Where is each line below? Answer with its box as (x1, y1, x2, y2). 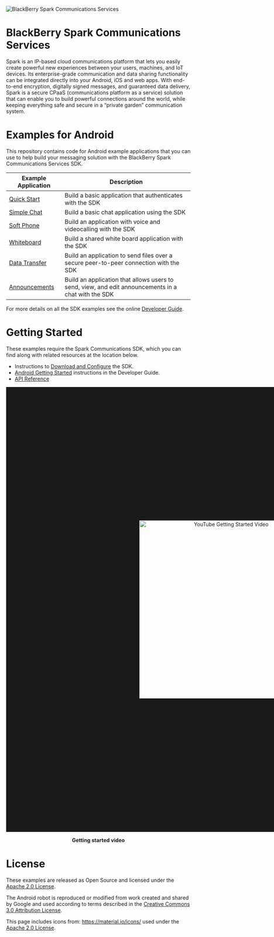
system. (6, 107, 25, 114)
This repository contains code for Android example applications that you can (6, 147, 191, 155)
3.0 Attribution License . (6, 907, 63, 914)
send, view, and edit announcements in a (64, 283, 177, 291)
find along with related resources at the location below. (6, 351, 139, 358)
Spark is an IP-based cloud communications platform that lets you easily (6, 57, 180, 64)
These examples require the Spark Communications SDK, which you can (6, 345, 181, 352)
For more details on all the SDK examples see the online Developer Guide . (6, 305, 184, 312)
